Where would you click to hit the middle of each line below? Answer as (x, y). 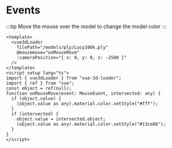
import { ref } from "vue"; (40, 83)
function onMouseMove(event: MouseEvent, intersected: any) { (83, 93)
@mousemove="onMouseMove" (48, 52)
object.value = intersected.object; (61, 119)
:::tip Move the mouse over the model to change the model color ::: (86, 26)
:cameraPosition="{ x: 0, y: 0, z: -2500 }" (72, 57)
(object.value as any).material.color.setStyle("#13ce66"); (91, 124)
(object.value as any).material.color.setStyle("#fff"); (87, 104)
